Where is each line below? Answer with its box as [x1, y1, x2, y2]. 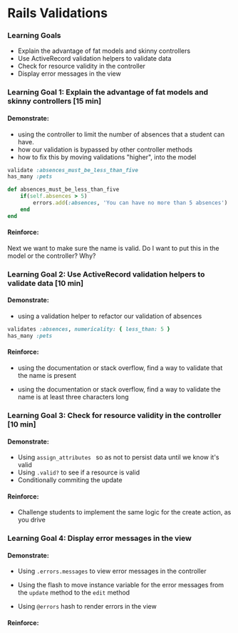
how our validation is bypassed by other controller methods [17, 145, 193, 154]
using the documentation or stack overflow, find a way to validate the [17, 385, 221, 394]
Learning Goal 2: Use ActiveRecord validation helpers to [7, 269, 205, 279]
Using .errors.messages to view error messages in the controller [17, 567, 207, 576]
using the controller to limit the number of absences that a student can [17, 130, 225, 139]
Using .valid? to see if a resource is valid [17, 468, 140, 477]
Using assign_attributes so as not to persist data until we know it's [17, 453, 219, 462]
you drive [17, 516, 46, 524]
